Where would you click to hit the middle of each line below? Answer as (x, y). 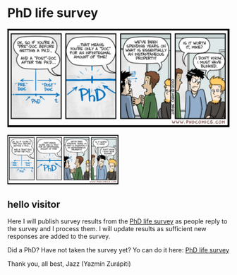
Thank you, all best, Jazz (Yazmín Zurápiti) (69, 264)
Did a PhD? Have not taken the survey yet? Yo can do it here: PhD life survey (119, 250)
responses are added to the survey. (59, 236)
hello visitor (34, 204)
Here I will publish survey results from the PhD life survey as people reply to (117, 221)
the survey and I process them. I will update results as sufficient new (107, 228)
